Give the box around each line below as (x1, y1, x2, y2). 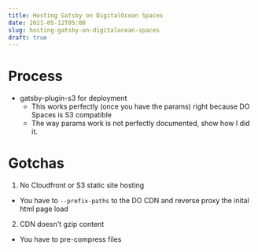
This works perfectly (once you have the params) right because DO (31, 102, 250, 111)
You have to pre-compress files (19, 235, 122, 244)
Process (8, 68, 63, 85)
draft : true (8, 33, 47, 42)
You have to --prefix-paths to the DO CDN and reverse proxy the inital (19, 196, 249, 206)
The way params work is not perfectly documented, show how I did (31, 119, 250, 128)
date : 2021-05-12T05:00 (8, 19, 87, 27)
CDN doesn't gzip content (19, 220, 105, 229)
